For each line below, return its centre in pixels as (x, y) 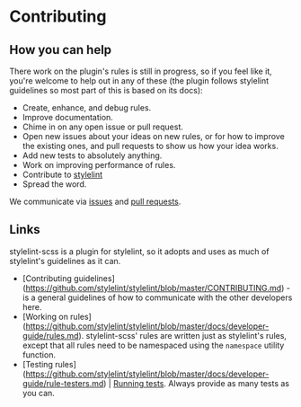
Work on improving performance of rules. (99, 165)
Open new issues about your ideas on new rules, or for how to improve (153, 136)
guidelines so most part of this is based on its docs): (106, 90)
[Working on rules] (57, 316)
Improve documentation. (68, 117)
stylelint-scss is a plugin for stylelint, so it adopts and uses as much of (139, 251)
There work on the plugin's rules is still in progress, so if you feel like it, (141, 71)
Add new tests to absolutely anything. (92, 155)
